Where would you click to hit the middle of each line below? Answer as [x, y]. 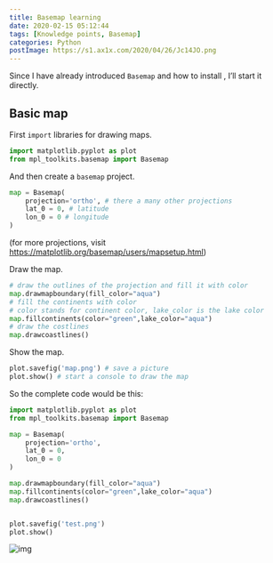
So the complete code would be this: [76, 393]
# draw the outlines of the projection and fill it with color [129, 286]
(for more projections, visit [58, 243]
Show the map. [37, 352]
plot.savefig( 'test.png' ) [57, 524]
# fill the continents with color [73, 302]
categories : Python [45, 42]
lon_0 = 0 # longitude [67, 217]
